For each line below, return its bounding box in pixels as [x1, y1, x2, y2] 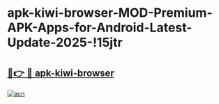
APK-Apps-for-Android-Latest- [7, 20, 192, 36]
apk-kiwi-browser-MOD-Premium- [7, 5, 213, 21]
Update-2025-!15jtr [7, 35, 123, 50]
